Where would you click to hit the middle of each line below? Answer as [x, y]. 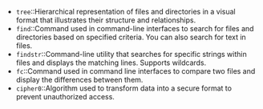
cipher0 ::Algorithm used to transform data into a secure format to [124, 88]
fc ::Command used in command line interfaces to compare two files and [136, 71]
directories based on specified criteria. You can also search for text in [131, 37]
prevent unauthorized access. [65, 97]
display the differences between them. [79, 80]
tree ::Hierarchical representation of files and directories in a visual [125, 12]
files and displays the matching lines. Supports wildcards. [111, 63]
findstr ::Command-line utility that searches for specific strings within [131, 54]
